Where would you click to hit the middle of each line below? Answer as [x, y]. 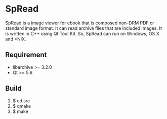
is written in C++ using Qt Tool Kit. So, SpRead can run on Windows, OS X [82, 33]
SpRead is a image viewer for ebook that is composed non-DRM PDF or [80, 23]
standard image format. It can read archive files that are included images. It [83, 28]
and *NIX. [16, 39]
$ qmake [22, 106]
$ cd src [21, 101]
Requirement [26, 55]
